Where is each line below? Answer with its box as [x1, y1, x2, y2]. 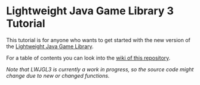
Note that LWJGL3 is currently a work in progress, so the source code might [6, 65, 194, 73]
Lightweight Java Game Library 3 [6, 4, 174, 18]
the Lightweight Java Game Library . [6, 43, 94, 50]
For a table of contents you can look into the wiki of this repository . [6, 54, 171, 61]
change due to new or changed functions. [6, 72, 110, 79]
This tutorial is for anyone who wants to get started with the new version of [6, 36, 191, 43]
